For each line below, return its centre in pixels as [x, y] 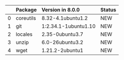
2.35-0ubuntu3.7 [62, 34]
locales [24, 34]
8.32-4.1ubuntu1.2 [65, 18]
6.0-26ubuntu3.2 [62, 42]
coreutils [26, 18]
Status [108, 10]
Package [26, 10]
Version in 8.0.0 [61, 10]
